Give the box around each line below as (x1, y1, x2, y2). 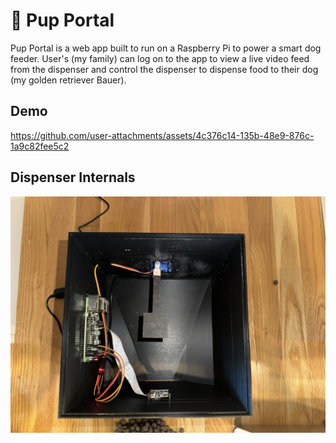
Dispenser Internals (10, 169, 136, 186)
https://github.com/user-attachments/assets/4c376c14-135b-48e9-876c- (10, 129, 315, 141)
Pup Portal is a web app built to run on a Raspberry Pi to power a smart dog (10, 42, 322, 54)
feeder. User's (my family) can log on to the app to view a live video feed (10, 52, 310, 64)
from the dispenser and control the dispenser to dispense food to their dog (10, 63, 319, 75)
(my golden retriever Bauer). (10, 74, 127, 86)
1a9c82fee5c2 (10, 140, 70, 152)
